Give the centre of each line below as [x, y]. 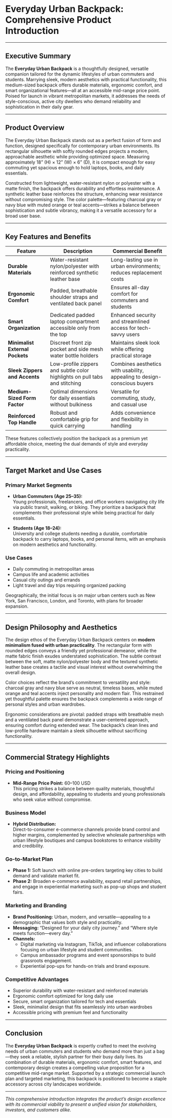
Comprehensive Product [58, 20]
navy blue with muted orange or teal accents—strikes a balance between [82, 205]
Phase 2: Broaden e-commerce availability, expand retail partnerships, [87, 881]
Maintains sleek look [135, 343]
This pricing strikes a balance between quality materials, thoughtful [84, 788]
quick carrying [68, 426]
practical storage [131, 356]
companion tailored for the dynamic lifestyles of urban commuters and [80, 74]
